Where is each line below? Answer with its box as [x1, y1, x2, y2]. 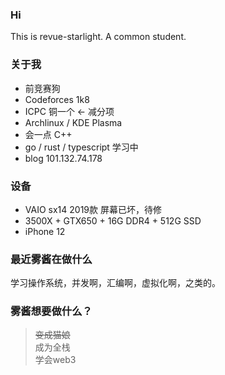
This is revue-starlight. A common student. [10, 31, 187, 43]
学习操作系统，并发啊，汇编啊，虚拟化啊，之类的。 [10, 277, 221, 289]
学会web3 [34, 354, 77, 366]
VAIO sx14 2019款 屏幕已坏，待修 [24, 203, 162, 215]
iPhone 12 [24, 225, 66, 237]
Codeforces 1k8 [24, 93, 90, 105]
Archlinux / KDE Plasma [24, 116, 123, 128]
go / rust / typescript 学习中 [24, 141, 139, 153]
